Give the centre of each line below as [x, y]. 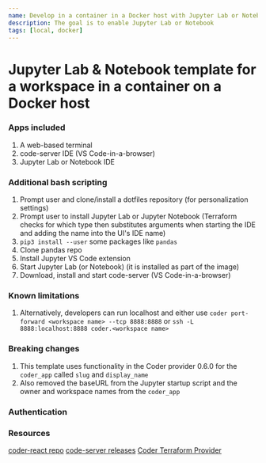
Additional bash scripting [58, 182]
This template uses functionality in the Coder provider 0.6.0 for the [128, 366]
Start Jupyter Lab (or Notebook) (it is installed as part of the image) [129, 267]
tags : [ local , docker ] [46, 30]
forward [32, 322]
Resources [29, 433]
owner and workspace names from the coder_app [100, 391]
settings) [34, 208]
